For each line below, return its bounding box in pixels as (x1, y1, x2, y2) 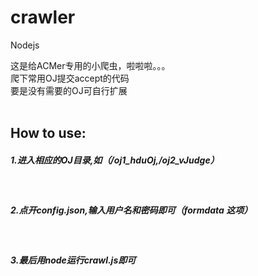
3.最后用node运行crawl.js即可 (10, 254, 137, 266)
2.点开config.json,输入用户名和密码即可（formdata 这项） (10, 204, 253, 216)
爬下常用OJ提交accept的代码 (10, 72, 130, 84)
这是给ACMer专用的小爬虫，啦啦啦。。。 (10, 59, 171, 71)
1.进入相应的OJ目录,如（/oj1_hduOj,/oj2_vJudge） (10, 154, 220, 166)
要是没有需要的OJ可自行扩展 (10, 84, 128, 96)
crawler (10, 6, 76, 29)
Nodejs (10, 39, 40, 51)
